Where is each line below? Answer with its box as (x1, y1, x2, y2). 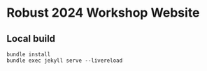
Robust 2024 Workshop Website (6, 5, 200, 21)
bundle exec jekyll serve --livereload (6, 57, 123, 64)
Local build (6, 33, 56, 45)
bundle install (6, 51, 51, 58)
